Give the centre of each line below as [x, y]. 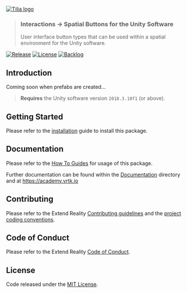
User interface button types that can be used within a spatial [93, 37]
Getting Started [35, 117]
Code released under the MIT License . [52, 284]
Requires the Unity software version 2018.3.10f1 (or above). [93, 98]
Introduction [29, 73]
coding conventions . [31, 219]
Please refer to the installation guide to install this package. [77, 130]
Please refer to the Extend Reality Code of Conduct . [68, 252]
